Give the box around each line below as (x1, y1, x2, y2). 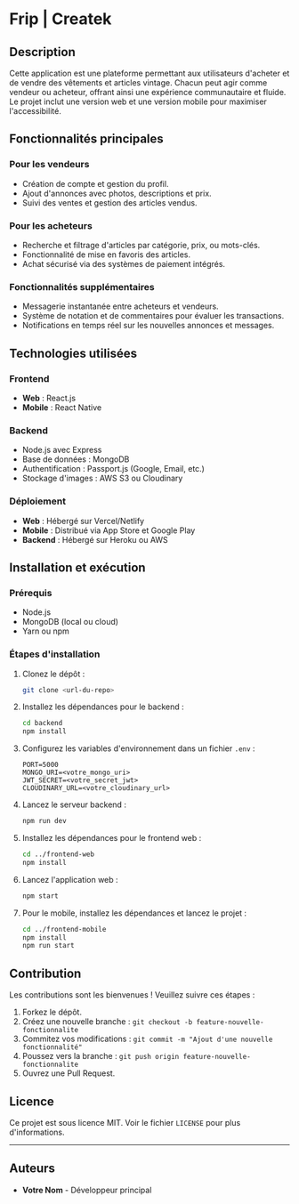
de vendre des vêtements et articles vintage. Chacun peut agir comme (9, 77, 268, 88)
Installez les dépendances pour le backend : (21, 701, 184, 712)
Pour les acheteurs (9, 219, 93, 231)
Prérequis (9, 586, 53, 599)
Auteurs (9, 1161, 56, 1176)
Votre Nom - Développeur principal (21, 1184, 152, 1195)
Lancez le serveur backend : (21, 799, 127, 810)
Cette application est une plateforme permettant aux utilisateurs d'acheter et (9, 68, 290, 78)
